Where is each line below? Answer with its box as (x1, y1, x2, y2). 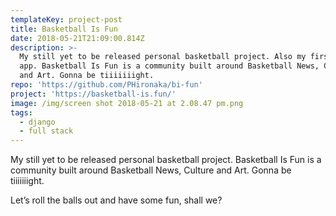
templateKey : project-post (10, 14, 123, 25)
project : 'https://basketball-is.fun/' (10, 89, 177, 99)
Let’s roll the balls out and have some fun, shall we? (10, 194, 223, 206)
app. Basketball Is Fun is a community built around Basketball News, (19, 61, 320, 71)
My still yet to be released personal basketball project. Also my (19, 52, 307, 62)
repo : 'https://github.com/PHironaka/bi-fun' (10, 80, 203, 90)
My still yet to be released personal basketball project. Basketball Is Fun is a (10, 154, 322, 166)
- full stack (19, 126, 74, 136)
